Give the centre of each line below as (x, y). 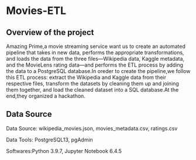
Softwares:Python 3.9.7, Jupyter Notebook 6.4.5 (64, 151)
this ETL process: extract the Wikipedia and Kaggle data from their (86, 77)
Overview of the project (50, 32)
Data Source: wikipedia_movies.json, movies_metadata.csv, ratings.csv (92, 128)
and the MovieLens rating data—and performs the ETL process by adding (94, 65)
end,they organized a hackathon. (46, 96)
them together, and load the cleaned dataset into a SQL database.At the (92, 90)
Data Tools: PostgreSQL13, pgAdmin (50, 140)
